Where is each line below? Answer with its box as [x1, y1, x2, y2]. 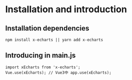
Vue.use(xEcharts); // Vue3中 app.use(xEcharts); [5, 70, 112, 75]
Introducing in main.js [5, 51, 76, 60]
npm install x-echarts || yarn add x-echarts [5, 37, 103, 42]
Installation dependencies [5, 24, 90, 33]
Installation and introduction [5, 4, 127, 15]
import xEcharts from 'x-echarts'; [5, 65, 81, 70]
